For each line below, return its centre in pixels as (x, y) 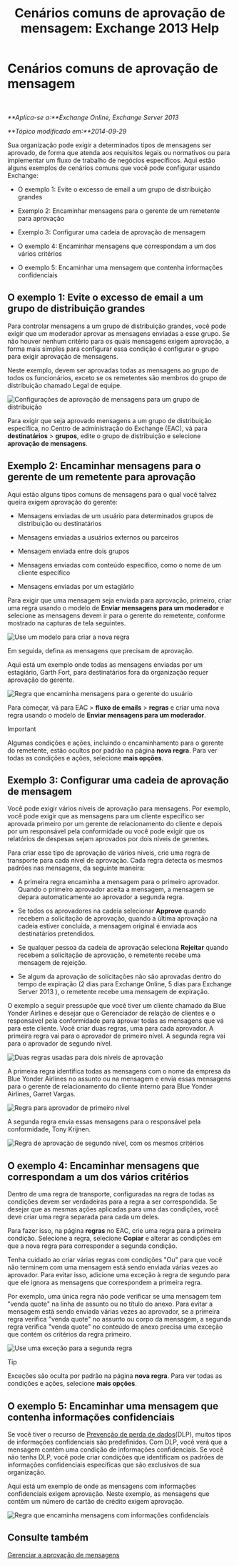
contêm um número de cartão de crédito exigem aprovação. (96, 1501)
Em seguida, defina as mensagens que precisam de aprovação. (101, 650)
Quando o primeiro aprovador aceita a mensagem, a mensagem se (116, 889)
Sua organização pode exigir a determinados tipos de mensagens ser (110, 145)
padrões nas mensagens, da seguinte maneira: (76, 868)
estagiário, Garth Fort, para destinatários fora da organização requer (108, 672)
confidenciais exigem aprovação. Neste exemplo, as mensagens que (108, 1494)
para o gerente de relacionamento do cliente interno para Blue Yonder (110, 1086)
